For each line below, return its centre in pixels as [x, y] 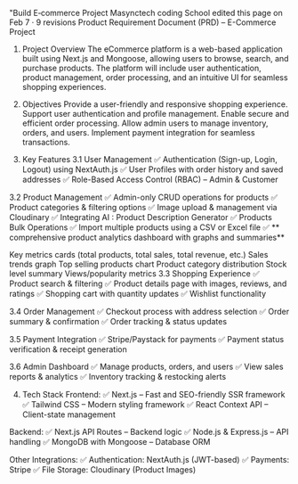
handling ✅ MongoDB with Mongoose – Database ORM [110, 442]
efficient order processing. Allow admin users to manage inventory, [145, 123]
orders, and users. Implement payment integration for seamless [138, 132]
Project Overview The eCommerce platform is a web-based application [152, 49]
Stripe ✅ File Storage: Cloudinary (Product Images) [103, 470]
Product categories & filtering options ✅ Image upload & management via [143, 207]
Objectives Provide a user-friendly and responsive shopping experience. [155, 104]
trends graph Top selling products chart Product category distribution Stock [148, 264]
